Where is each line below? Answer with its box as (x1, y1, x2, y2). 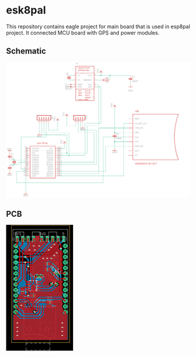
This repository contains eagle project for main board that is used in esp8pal (6, 23, 190, 30)
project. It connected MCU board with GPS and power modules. (6, 29, 160, 36)
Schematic (6, 46, 46, 56)
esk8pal (6, 4, 46, 17)
